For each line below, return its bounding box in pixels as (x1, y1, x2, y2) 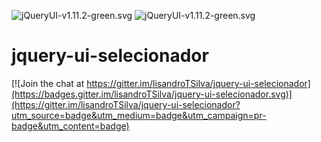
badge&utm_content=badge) (11, 120, 130, 132)
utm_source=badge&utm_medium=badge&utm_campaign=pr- (11, 109, 267, 121)
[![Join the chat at (11, 77, 85, 89)
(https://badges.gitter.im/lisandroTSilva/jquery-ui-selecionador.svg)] (11, 88, 293, 100)
